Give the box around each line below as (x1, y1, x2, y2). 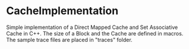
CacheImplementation (6, 4, 119, 18)
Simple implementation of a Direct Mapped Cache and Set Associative (6, 24, 178, 31)
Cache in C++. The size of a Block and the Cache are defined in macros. (6, 30, 184, 37)
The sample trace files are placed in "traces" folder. (6, 36, 133, 43)
